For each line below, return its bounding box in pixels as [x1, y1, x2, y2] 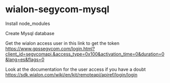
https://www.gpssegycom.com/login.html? [5, 45, 95, 51]
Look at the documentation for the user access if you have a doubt [5, 66, 146, 72]
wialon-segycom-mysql [5, 4, 110, 15]
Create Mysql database [5, 30, 55, 36]
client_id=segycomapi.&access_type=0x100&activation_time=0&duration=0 [5, 51, 165, 57]
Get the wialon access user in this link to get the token [5, 40, 120, 46]
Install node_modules [5, 20, 50, 26]
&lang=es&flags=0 [5, 56, 45, 62]
